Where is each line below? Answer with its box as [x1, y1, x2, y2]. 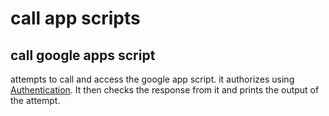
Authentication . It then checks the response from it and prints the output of [10, 84, 320, 96]
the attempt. [10, 95, 61, 106]
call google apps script [10, 47, 156, 64]
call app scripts [10, 7, 141, 30]
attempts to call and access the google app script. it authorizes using [10, 73, 295, 85]
